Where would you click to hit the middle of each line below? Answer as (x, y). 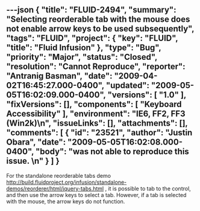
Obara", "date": (36, 142)
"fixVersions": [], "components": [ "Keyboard (94, 104)
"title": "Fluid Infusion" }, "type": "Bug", (84, 48)
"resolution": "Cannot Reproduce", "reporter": (96, 67)
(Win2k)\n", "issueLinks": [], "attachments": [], (97, 123)
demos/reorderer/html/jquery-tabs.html (55, 188)
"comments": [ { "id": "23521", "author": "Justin (99, 133)
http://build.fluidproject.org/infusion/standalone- (67, 182)
